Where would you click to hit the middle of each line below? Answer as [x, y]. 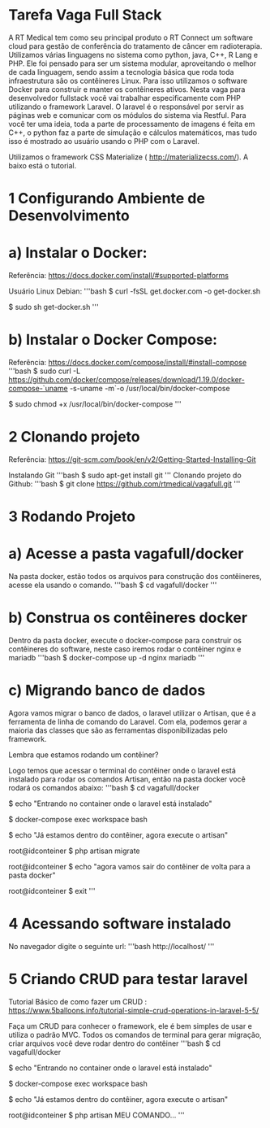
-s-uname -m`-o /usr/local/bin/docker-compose [150, 388]
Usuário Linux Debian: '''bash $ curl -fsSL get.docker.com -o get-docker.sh [135, 291]
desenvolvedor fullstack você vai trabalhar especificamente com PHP [124, 98]
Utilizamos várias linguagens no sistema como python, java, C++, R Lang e [133, 54]
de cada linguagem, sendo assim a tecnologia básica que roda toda [121, 72]
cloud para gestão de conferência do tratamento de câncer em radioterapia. [135, 46]
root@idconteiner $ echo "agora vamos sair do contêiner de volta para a [130, 866]
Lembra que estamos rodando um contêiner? [84, 755]
